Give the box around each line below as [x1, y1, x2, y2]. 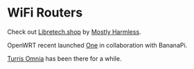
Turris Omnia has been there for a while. [7, 54, 122, 63]
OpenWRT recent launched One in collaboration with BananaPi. [7, 41, 188, 49]
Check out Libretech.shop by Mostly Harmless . [7, 28, 141, 36]
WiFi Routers [7, 5, 83, 21]
